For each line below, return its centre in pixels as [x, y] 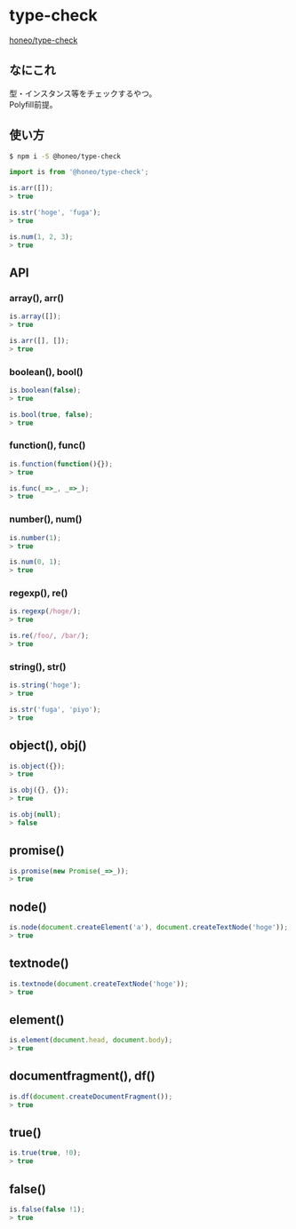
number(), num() [46, 519]
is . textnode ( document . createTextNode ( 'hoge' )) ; [99, 984]
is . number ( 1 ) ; [36, 538]
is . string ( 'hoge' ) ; [45, 685]
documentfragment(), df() [82, 1076]
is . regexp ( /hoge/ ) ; [45, 611]
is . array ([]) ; [36, 316]
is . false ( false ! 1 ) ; [48, 1209]
